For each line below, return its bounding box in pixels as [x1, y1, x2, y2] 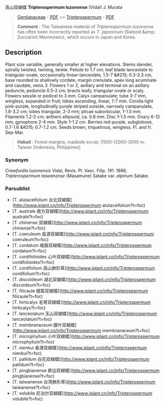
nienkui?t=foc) [12, 350, 42, 356]
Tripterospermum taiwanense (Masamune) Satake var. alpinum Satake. [5, 173, 149, 179]
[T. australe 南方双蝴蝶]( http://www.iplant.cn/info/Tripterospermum [12, 208, 149, 214]
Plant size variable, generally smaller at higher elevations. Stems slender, [5, 61, 153, 67]
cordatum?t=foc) [12, 248, 47, 254]
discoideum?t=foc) [12, 282, 51, 288]
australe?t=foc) [12, 214, 43, 220]
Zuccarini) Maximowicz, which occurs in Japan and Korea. [17, 34, 136, 40]
